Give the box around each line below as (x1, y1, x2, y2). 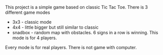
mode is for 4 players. (12, 35, 57, 41)
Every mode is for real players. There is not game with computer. (5, 45, 137, 50)
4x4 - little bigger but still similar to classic (12, 24, 99, 30)
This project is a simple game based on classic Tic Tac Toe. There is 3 (5, 4, 148, 10)
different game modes (5, 9, 50, 15)
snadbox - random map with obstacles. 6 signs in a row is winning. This (12, 30, 159, 35)
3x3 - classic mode (12, 19, 52, 25)
